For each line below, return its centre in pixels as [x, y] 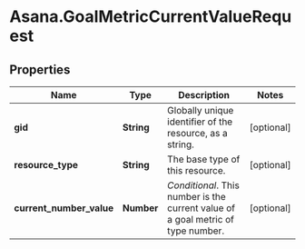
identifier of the [200, 122]
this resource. [197, 170]
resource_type [46, 165]
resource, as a [198, 133]
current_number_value [64, 208]
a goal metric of [201, 219]
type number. [196, 231]
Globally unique [201, 110]
